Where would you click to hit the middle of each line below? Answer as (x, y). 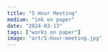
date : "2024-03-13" (35, 26)
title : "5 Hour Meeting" (42, 13)
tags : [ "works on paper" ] (44, 32)
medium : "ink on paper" (41, 20)
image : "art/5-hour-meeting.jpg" (55, 38)
